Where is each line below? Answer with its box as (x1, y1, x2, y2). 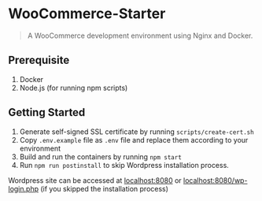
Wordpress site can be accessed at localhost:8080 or (8, 175, 183, 185)
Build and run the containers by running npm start (19, 151, 183, 162)
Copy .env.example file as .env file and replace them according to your (19, 135, 249, 144)
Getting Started (8, 106, 86, 119)
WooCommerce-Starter (8, 5, 166, 23)
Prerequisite (8, 54, 70, 67)
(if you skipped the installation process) (40, 184, 169, 193)
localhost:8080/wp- (183, 175, 248, 185)
